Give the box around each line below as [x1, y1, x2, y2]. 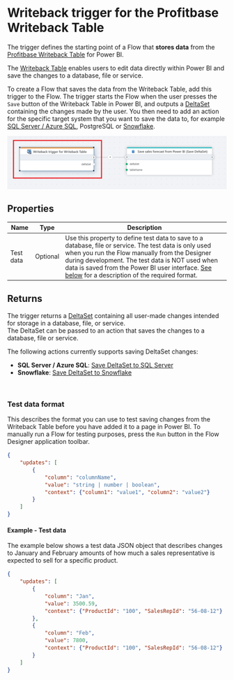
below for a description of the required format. [65, 270, 198, 279]
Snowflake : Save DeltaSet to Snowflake [17, 368, 132, 377]
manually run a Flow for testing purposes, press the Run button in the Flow [7, 430, 219, 438]
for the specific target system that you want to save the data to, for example [7, 114, 225, 123]
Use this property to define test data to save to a [65, 233, 203, 242]
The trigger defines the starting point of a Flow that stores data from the [7, 43, 215, 51]
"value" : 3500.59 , [44, 600, 98, 607]
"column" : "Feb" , [44, 630, 95, 637]
